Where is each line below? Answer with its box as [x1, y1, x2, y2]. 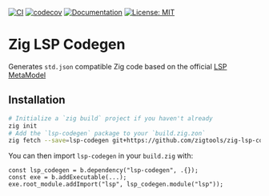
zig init [8, 122, 38, 130]
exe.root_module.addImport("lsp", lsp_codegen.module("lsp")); [8, 180, 224, 189]
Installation [8, 93, 66, 107]
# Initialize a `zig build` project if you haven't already [8, 114, 214, 123]
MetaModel [8, 70, 46, 80]
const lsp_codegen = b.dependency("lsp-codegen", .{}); [8, 167, 199, 174]
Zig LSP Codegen [8, 36, 126, 53]
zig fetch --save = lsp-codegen [8, 136, 110, 145]
